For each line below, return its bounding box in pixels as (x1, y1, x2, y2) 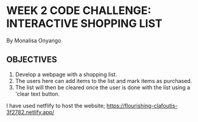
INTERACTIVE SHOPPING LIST (6, 16, 163, 30)
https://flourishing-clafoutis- (106, 102, 178, 109)
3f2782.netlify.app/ (6, 108, 55, 116)
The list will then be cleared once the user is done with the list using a (15, 84, 191, 91)
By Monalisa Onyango (6, 37, 62, 44)
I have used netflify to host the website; (6, 102, 105, 109)
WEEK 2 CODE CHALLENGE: (6, 4, 152, 18)
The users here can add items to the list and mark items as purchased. (15, 77, 193, 84)
